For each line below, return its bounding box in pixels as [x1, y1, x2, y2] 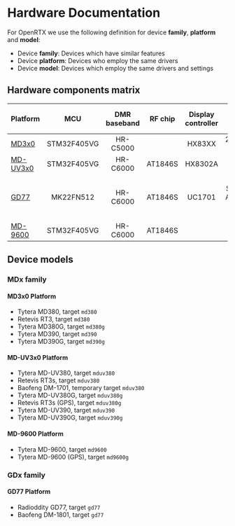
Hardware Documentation [7, 5, 161, 21]
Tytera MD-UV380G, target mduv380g [17, 391, 123, 400]
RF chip [149, 113, 176, 123]
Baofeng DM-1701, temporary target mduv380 [17, 384, 145, 392]
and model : [7, 35, 41, 43]
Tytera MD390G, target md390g [17, 338, 105, 346]
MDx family [7, 275, 47, 284]
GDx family [7, 470, 45, 480]
